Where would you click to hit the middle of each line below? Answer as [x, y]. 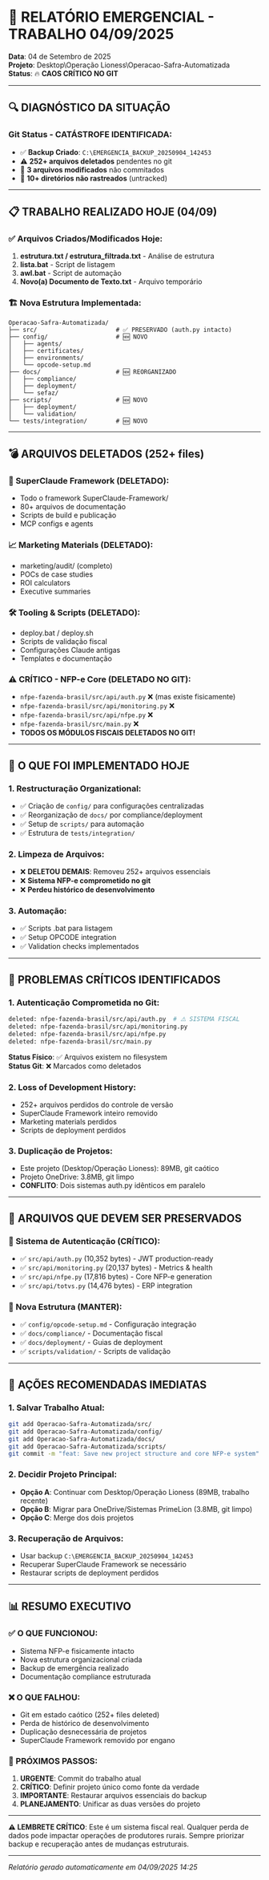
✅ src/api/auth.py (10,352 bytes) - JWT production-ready [116, 1258]
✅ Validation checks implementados [79, 946]
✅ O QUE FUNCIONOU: [53, 1634]
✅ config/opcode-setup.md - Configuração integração [108, 1324]
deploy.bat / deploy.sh [56, 633]
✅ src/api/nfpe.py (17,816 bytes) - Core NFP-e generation [116, 1276]
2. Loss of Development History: [72, 1087]
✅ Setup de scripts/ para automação [82, 824]
